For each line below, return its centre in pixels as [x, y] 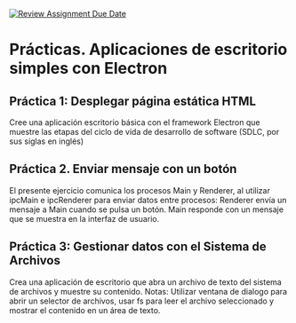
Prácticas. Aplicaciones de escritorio [148, 50]
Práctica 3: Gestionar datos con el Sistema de [138, 247]
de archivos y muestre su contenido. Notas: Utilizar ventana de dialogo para [148, 291]
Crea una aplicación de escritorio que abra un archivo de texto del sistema [145, 282]
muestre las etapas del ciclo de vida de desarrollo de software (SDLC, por [144, 132]
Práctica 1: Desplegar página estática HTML [132, 101]
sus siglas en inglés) [47, 141]
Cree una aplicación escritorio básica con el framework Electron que [135, 122]
